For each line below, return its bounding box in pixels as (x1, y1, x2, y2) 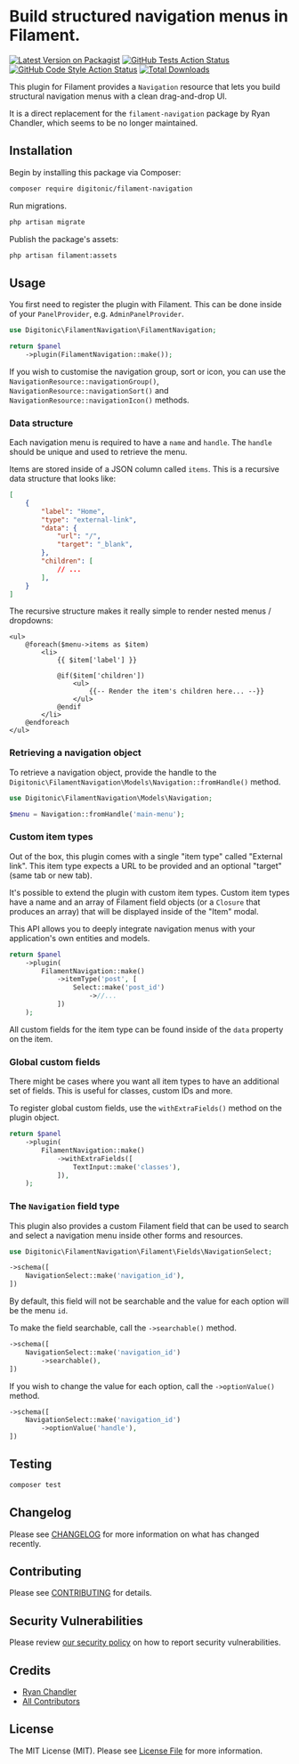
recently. (9, 1538, 42, 1549)
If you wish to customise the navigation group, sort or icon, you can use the (9, 366, 287, 377)
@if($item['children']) (56, 671, 145, 680)
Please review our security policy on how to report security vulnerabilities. (9, 1637, 281, 1648)
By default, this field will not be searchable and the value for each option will (9, 1296, 289, 1306)
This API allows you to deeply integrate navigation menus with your (9, 923, 255, 934)
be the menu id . (9, 1305, 69, 1316)
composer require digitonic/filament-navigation (9, 184, 193, 193)
